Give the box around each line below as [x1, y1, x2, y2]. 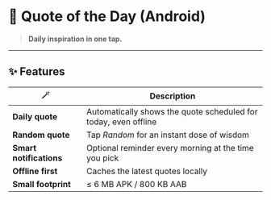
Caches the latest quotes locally [85, 165, 208, 177]
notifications [12, 152, 63, 164]
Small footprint [12, 178, 71, 190]
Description [149, 90, 196, 102]
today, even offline [85, 116, 157, 127]
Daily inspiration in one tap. [27, 34, 123, 44]
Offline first [12, 165, 58, 177]
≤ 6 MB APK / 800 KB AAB [85, 178, 187, 190]
